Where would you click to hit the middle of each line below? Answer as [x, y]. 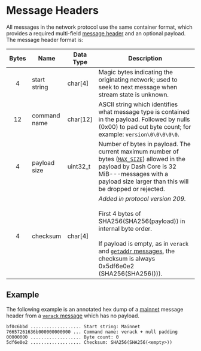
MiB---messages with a [133, 174]
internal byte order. [125, 228]
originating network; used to [138, 80]
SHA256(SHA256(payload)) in [142, 221]
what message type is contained [144, 111]
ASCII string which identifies [138, 104]
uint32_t [79, 167]
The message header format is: [45, 40]
